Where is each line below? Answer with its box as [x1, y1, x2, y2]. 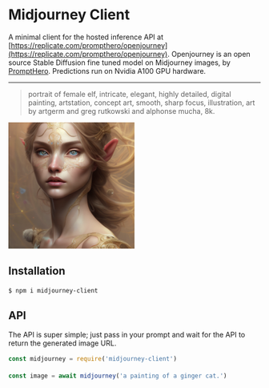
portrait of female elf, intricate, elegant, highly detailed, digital [27, 89, 231, 99]
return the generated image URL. [8, 338, 117, 348]
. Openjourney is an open [167, 49, 251, 59]
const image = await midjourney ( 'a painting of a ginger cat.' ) [8, 372, 227, 380]
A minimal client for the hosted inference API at [8, 32, 164, 42]
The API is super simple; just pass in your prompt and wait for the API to [8, 330, 246, 340]
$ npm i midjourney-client [8, 286, 98, 294]
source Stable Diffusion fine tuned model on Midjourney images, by [8, 58, 231, 67]
